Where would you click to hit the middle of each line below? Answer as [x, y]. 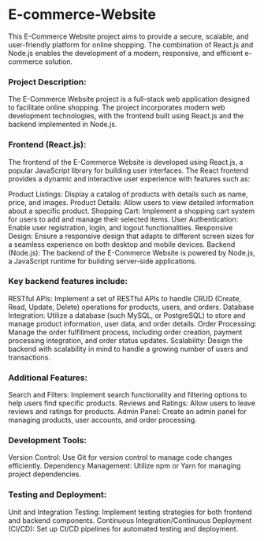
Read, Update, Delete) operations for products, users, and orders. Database [131, 307]
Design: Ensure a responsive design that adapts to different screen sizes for [131, 236]
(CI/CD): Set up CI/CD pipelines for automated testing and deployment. [123, 528]
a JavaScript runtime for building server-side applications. [102, 261]
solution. [59, 62]
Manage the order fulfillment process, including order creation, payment [125, 332]
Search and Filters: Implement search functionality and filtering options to [128, 395]
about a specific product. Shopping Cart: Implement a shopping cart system [132, 211]
